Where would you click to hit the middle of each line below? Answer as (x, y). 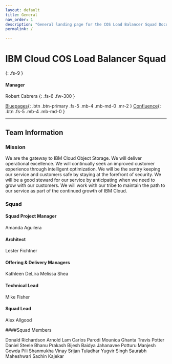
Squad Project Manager (31, 216)
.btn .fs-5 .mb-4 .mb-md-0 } (35, 112)
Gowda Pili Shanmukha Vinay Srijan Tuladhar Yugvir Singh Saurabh (76, 351)
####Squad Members (29, 330)
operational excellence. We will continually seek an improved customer (80, 163)
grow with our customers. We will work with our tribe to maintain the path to (85, 185)
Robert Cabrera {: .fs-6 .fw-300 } (40, 96)
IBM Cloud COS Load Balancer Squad (86, 59)
